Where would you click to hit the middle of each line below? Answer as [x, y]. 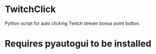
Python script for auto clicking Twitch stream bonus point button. [72, 23]
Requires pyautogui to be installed [78, 44]
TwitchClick [30, 9]
